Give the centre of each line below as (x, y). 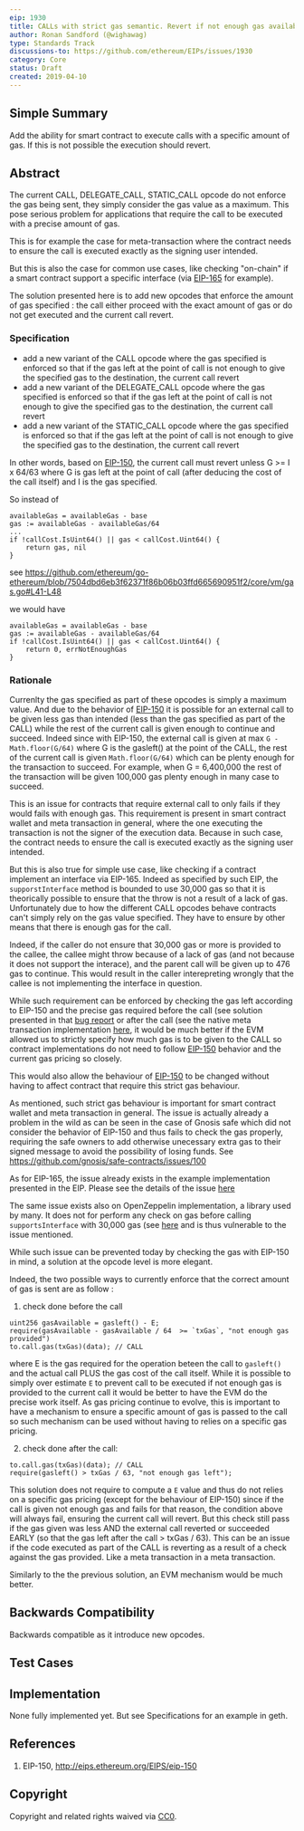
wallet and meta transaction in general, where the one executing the (136, 823)
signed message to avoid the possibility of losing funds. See (121, 1151)
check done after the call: (70, 1448)
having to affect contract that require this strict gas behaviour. (125, 1085)
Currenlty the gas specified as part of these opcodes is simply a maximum (148, 699)
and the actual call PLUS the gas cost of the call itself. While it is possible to (150, 1373)
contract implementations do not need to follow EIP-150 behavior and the (146, 1049)
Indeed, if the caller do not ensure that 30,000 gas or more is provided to (145, 944)
